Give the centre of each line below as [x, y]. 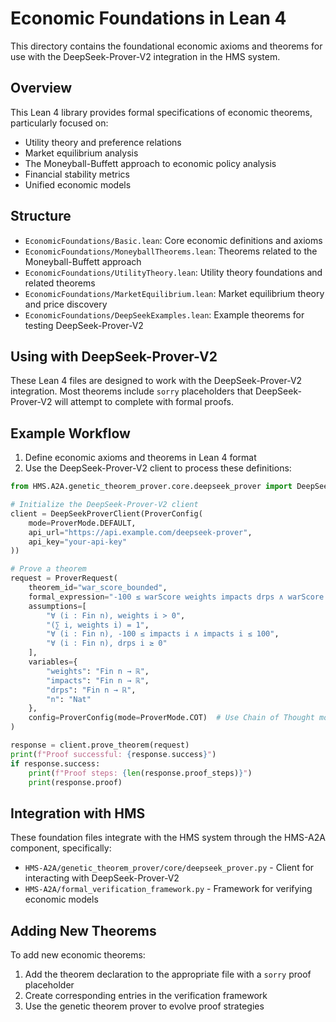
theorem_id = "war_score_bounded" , [98, 588]
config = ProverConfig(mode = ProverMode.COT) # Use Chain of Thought [171, 718]
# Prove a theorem [48, 569]
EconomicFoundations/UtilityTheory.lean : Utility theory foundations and [173, 272]
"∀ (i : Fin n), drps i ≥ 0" [107, 643]
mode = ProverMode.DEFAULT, [82, 523]
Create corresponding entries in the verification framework [146, 996]
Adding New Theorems [83, 930]
